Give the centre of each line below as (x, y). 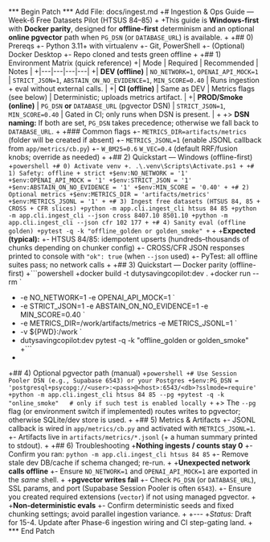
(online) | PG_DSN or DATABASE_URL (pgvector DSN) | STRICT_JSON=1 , (117, 106)
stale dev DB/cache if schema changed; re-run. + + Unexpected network (129, 463)
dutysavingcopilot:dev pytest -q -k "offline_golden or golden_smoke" (134, 340)
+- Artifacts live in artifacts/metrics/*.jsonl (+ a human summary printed (133, 437)
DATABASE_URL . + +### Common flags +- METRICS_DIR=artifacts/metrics (128, 131)
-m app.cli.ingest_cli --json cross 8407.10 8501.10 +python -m (118, 216)
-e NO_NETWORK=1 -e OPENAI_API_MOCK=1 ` (97, 298)
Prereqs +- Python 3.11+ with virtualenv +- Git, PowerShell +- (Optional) (127, 46)
